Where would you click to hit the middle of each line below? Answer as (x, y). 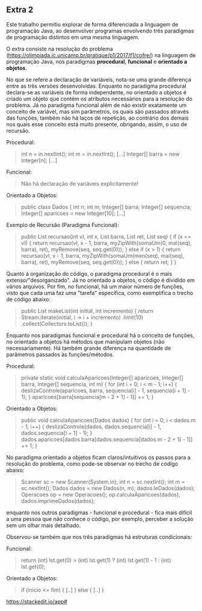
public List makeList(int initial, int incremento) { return (87, 311)
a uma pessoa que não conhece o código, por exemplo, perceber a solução (100, 518)
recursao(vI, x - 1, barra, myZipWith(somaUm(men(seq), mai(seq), (103, 255)
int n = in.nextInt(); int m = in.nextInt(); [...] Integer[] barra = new (100, 154)
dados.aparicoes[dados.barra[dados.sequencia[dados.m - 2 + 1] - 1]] (107, 439)
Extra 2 (20, 10)
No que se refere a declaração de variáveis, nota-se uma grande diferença (99, 79)
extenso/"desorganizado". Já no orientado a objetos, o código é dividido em (101, 280)
